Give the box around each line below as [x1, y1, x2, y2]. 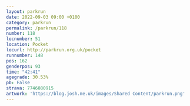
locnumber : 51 [6, 36, 41, 42]
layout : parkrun [6, 8, 46, 15]
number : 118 [6, 31, 35, 37]
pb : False [6, 80, 31, 86]
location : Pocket [6, 42, 49, 48]
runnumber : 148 [6, 52, 44, 58]
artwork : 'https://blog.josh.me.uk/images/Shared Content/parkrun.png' [6, 91, 185, 97]
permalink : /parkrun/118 [6, 25, 67, 31]
